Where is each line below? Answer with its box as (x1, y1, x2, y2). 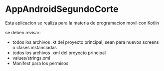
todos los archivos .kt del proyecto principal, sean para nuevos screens (12, 39, 160, 45)
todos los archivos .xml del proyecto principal (12, 50, 106, 56)
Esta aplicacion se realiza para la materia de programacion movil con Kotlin (5, 20, 160, 26)
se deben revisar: (5, 29, 41, 35)
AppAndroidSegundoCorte (5, 3, 119, 15)
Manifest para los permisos (12, 60, 69, 66)
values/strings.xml (12, 55, 51, 61)
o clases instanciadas (12, 44, 57, 50)
